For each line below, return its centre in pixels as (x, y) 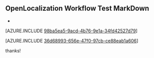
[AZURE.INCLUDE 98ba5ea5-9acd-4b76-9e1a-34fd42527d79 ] (71, 31)
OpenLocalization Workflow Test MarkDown (77, 8)
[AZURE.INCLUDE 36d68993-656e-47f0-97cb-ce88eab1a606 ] (72, 41)
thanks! (13, 50)
